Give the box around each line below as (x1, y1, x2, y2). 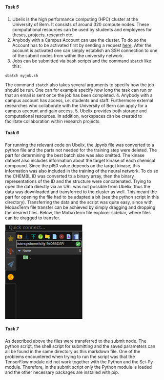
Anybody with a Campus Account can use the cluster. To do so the (12, 37, 146, 43)
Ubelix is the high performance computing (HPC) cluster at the (12, 16, 138, 22)
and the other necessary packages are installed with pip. (5, 369, 120, 375)
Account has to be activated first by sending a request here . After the (12, 42, 152, 48)
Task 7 (5, 326, 19, 331)
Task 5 (5, 4, 20, 10)
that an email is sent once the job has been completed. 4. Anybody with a (5, 92, 153, 98)
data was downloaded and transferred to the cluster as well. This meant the (5, 189, 157, 195)
